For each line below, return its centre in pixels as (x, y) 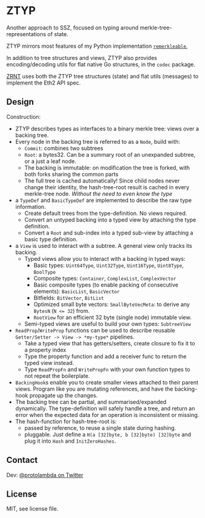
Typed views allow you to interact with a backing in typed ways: (105, 258)
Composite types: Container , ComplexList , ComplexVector (105, 278)
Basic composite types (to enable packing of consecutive (106, 285)
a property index (45, 350)
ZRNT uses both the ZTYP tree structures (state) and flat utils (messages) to (102, 76)
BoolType (45, 272)
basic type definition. (51, 239)
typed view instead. (49, 362)
